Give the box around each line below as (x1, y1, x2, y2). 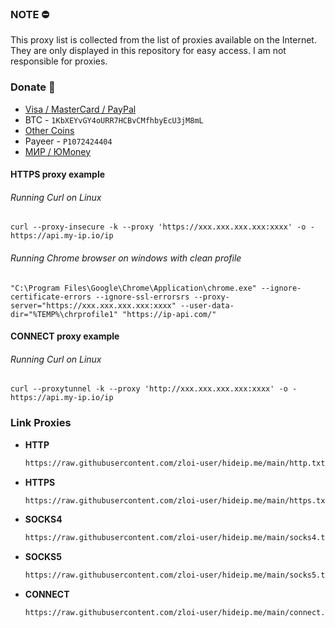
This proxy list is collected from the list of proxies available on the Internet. (10, 34, 317, 46)
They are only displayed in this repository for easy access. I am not (10, 45, 287, 57)
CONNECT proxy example (10, 330, 120, 342)
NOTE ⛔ (10, 7, 50, 21)
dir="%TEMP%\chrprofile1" (10, 309, 118, 319)
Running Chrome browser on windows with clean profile (10, 252, 242, 264)
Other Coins (24, 124, 75, 136)
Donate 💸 (10, 80, 56, 94)
